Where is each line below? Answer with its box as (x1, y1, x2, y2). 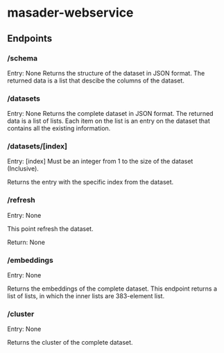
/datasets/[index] (7, 141, 68, 151)
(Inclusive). (7, 164, 40, 173)
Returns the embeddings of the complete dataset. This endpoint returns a (7, 284, 217, 293)
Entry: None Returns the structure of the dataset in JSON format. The (7, 69, 205, 77)
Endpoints (7, 33, 53, 44)
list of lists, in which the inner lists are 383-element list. (7, 292, 165, 300)
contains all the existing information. (7, 124, 111, 132)
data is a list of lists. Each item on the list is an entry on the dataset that (7, 117, 210, 126)
